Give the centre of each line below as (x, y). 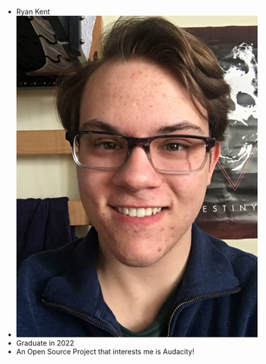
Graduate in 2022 (45, 343)
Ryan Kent (33, 12)
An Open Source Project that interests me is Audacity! (105, 351)
